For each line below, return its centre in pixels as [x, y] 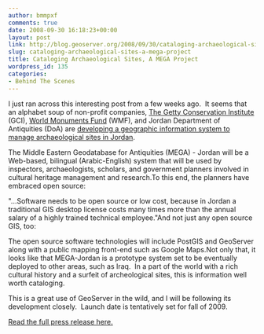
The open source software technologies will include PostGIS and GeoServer [131, 241]
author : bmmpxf [33, 15]
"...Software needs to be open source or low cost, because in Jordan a [123, 200]
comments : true [33, 23]
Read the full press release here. [61, 321]
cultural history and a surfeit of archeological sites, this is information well [128, 274]
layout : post [29, 37]
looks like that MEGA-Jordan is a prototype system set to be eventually [123, 258]
